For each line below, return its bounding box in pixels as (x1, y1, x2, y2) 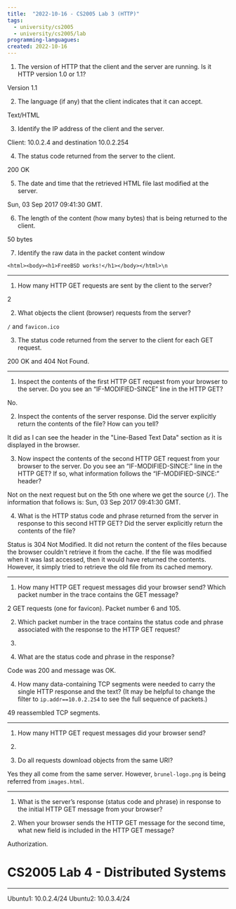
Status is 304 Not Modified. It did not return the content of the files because (7, 540, 227, 548)
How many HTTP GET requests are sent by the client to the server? (17, 281, 212, 290)
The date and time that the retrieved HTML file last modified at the (17, 179, 209, 187)
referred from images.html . (7, 777, 84, 786)
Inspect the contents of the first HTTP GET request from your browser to (17, 378, 228, 385)
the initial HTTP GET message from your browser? (17, 805, 163, 813)
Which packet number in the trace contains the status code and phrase (17, 618, 223, 626)
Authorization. (7, 840, 48, 848)
